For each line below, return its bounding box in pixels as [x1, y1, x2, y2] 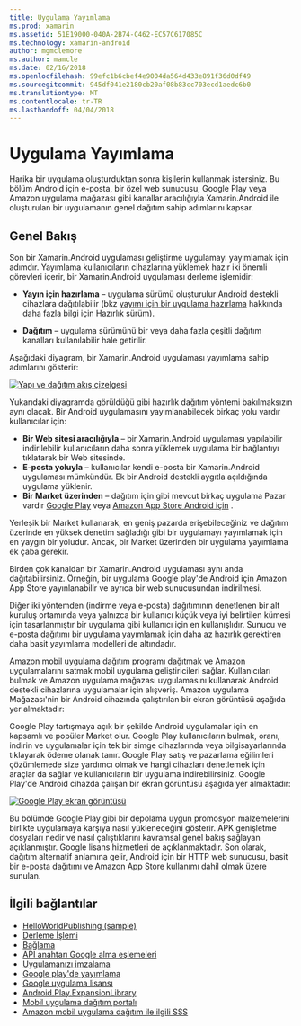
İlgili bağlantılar [9, 897, 98, 912]
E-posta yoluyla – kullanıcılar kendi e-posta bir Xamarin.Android [22, 462, 261, 472]
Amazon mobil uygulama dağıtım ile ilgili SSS [22, 1006, 189, 1017]
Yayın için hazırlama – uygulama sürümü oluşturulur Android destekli [22, 289, 279, 299]
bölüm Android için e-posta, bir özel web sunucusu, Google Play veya [9, 183, 267, 194]
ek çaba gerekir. [9, 546, 69, 557]
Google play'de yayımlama [22, 968, 121, 978]
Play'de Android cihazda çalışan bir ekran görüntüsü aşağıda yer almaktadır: [9, 779, 291, 789]
